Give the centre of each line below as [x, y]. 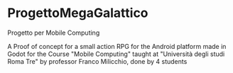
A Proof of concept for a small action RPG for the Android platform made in [117, 46]
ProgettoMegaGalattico [78, 13]
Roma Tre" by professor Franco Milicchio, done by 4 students [97, 61]
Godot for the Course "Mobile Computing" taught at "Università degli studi [116, 54]
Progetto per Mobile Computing [54, 33]
